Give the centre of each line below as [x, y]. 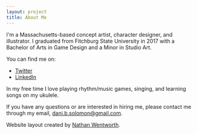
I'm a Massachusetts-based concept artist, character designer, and [89, 34]
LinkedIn [26, 77]
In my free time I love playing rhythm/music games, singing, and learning [96, 88]
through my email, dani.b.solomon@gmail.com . [65, 113]
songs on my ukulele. [32, 95]
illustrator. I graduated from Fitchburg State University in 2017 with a [91, 41]
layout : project [26, 12]
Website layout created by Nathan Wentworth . [63, 124]
